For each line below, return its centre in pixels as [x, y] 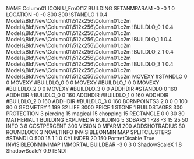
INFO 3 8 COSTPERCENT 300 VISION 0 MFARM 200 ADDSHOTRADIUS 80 [96, 126]
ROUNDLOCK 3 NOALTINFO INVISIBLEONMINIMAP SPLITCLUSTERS [89, 132]
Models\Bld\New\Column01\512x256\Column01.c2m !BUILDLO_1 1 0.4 [89, 39]
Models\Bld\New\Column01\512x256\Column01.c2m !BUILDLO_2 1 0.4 [90, 52]
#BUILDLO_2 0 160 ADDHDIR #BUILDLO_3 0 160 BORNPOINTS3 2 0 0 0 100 [97, 101]
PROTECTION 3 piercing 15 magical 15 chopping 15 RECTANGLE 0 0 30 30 [95, 114]
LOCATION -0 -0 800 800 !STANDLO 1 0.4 [57, 15]
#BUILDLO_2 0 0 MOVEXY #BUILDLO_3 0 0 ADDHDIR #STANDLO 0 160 [92, 89]
